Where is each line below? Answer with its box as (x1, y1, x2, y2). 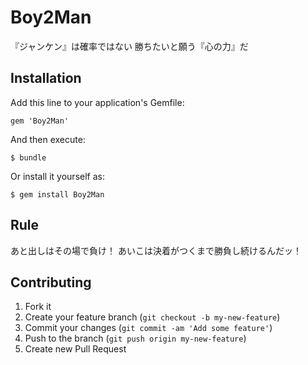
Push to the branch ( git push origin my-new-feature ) (24, 332, 247, 345)
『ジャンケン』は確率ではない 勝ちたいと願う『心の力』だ (10, 40, 249, 52)
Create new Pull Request (24, 343, 127, 355)
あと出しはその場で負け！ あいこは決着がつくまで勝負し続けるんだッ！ (10, 244, 302, 256)
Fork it (24, 301, 52, 313)
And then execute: (10, 133, 86, 145)
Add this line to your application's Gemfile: (10, 96, 185, 108)
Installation (10, 70, 82, 87)
